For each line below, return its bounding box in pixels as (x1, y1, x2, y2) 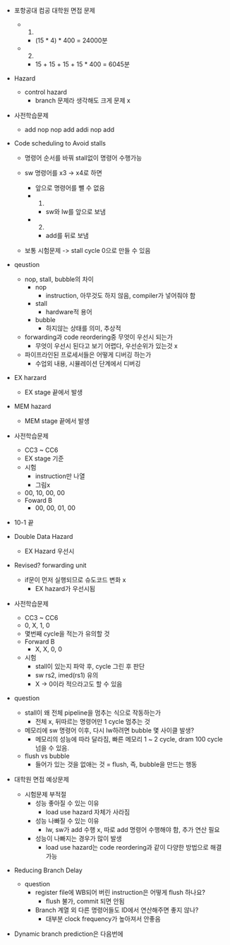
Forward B (24, 638, 55, 646)
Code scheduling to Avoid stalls (13, 139, 106, 147)
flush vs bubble (24, 751, 70, 760)
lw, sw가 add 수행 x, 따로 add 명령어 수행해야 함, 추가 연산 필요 (45, 826, 220, 833)
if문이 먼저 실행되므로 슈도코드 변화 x (24, 576, 126, 584)
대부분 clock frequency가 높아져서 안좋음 (45, 915, 161, 923)
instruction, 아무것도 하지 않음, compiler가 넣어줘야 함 (45, 292, 196, 299)
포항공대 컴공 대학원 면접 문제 (13, 6, 95, 14)
